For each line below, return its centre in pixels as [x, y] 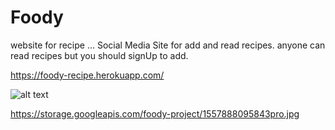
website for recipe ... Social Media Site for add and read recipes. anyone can [168, 45]
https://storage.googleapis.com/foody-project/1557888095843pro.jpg [155, 113]
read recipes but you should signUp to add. [99, 55]
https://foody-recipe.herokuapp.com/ [87, 75]
